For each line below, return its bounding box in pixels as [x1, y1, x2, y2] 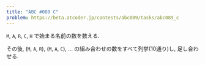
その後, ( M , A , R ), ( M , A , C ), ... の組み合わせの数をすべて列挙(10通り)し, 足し [6, 45, 188, 52]
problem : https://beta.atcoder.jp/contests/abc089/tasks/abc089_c [6, 15, 179, 21]
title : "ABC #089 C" [6, 9, 59, 15]
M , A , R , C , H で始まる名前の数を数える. [6, 32, 100, 39]
